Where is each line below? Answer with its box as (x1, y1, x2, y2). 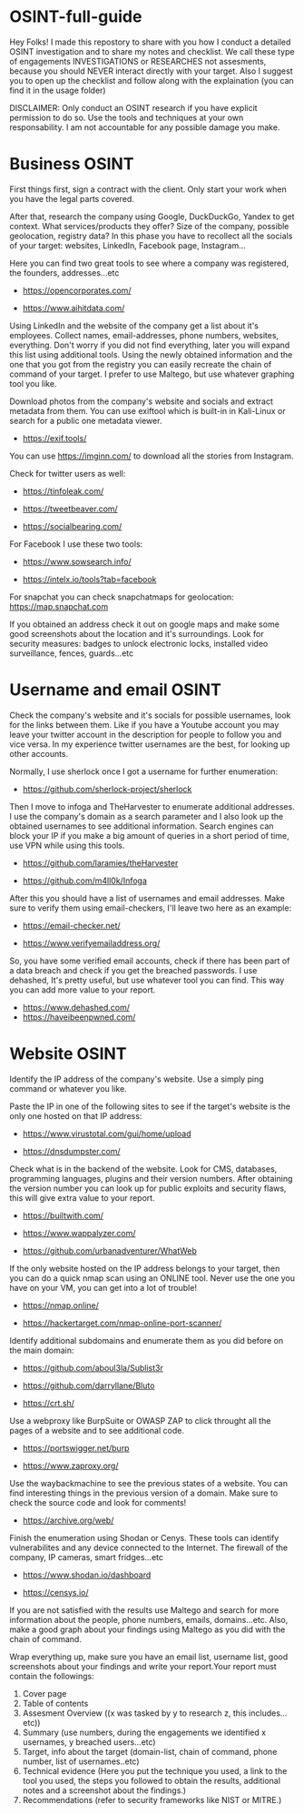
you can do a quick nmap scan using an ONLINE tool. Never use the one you (9, 1272, 295, 1284)
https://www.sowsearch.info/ (22, 556, 132, 567)
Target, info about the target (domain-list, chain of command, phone (22, 1746, 278, 1757)
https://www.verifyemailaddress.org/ (22, 937, 161, 948)
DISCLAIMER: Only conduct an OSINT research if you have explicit (9, 102, 258, 113)
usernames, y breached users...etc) (22, 1736, 156, 1748)
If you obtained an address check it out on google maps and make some (9, 619, 279, 630)
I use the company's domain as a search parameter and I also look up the (9, 811, 284, 821)
